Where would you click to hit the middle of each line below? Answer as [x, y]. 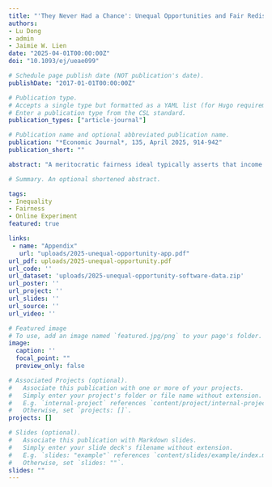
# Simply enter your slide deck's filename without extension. [121, 447]
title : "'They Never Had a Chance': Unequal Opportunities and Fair [126, 16]
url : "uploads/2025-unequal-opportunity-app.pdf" [104, 253]
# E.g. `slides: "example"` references [79, 455]
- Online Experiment [43, 216]
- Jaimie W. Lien [38, 46]
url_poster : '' [34, 284]
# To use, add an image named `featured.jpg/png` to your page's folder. [136, 336]
